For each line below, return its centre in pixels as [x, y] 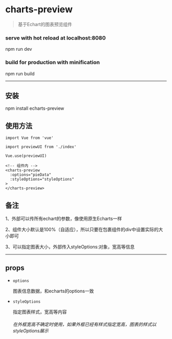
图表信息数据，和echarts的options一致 [53, 291]
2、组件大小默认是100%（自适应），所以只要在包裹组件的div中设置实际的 [82, 229]
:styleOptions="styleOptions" [42, 180]
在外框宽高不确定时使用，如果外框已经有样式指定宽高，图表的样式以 [84, 325]
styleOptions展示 [30, 331]
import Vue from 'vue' [29, 138]
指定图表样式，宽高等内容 [40, 312]
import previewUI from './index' [41, 147]
